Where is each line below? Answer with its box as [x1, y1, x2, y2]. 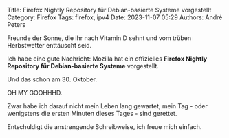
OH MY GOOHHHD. [7, 89, 63, 97]
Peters [7, 21, 26, 28]
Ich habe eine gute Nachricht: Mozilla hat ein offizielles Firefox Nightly [7, 55, 208, 63]
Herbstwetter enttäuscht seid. [7, 41, 92, 49]
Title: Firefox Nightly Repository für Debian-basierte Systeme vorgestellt [7, 6, 212, 14]
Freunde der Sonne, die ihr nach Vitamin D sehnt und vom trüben [7, 34, 192, 42]
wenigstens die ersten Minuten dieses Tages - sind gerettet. [7, 110, 177, 117]
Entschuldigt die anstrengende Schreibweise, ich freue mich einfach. [7, 123, 202, 130]
